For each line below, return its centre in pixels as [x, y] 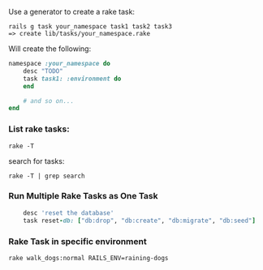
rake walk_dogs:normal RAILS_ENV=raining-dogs [88, 258]
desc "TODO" [43, 71]
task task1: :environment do [72, 79]
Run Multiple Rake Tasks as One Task [83, 196]
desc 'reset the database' [69, 213]
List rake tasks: [39, 129]
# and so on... [49, 101]
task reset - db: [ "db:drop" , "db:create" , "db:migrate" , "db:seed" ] [139, 221]
